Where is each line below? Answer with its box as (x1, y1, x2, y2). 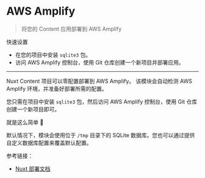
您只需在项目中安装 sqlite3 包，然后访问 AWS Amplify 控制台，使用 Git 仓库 (6, 98, 198, 105)
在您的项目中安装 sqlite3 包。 (15, 51, 92, 59)
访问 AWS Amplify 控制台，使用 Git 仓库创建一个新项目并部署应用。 (15, 59, 184, 66)
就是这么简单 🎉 (6, 118, 44, 126)
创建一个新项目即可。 (6, 105, 60, 113)
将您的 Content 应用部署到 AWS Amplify (21, 25, 122, 32)
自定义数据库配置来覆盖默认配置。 (6, 139, 92, 146)
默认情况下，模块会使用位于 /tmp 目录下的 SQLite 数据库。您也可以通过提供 (6, 131, 195, 138)
